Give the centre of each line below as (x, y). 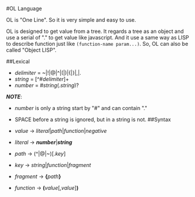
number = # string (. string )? (47, 85)
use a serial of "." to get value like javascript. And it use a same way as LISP (98, 37)
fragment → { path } (38, 176)
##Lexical (18, 61)
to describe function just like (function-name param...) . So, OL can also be (97, 44)
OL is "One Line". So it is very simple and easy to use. (71, 20)
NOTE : (14, 97)
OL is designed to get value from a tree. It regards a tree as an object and (95, 31)
